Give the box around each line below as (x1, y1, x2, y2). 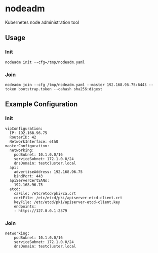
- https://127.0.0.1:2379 (14, 208, 68, 213)
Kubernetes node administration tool (5, 19, 79, 25)
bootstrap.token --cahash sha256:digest (18, 86, 103, 91)
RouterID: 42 (9, 134, 37, 140)
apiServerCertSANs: (9, 178, 50, 183)
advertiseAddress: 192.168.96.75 (14, 169, 83, 174)
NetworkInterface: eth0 (9, 139, 58, 144)
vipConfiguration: (5, 126, 43, 131)
